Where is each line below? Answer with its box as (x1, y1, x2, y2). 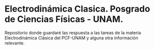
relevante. (4, 40, 25, 46)
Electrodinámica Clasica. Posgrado (4, 3, 151, 15)
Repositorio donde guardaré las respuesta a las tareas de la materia (4, 30, 141, 35)
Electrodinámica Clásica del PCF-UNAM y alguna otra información (4, 35, 138, 41)
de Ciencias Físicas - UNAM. (4, 14, 124, 25)
